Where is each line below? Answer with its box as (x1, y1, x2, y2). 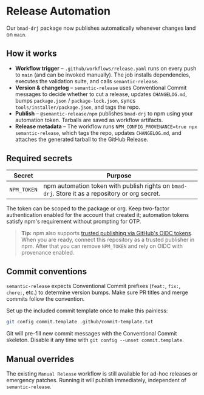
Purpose (106, 171, 132, 180)
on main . (6, 30, 27, 38)
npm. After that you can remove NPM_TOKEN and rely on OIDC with (21, 242, 183, 250)
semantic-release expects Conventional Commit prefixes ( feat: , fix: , (6, 283, 181, 290)
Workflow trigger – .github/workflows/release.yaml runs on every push (15, 64, 197, 72)
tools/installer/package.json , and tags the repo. (15, 103, 141, 111)
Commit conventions (6, 266, 87, 276)
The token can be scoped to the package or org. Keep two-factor (6, 205, 170, 212)
